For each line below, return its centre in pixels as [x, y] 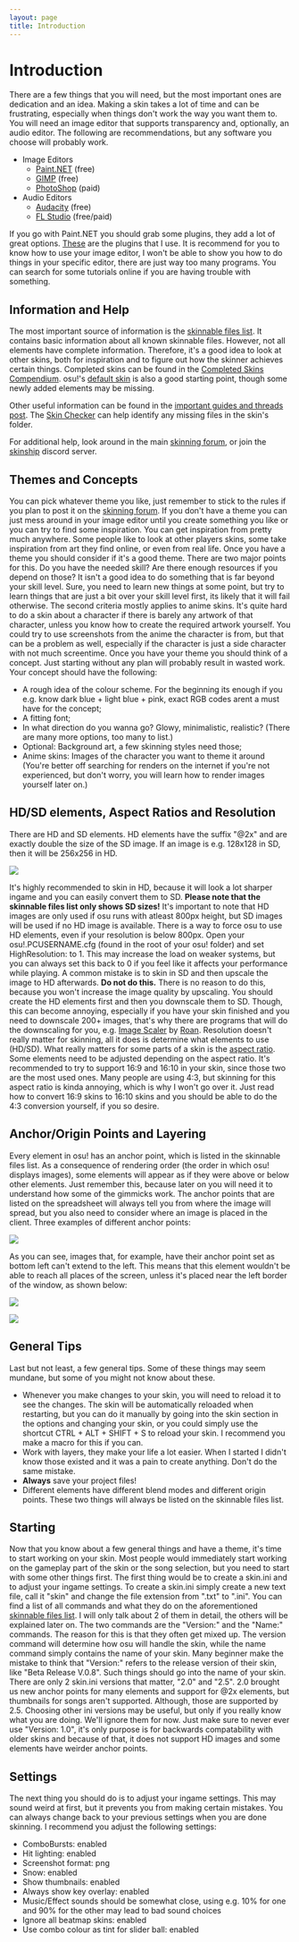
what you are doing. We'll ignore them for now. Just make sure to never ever [149, 1720]
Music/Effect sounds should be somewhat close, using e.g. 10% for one [154, 1901]
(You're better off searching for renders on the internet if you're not [146, 766]
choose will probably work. [59, 142]
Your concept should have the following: [83, 673]
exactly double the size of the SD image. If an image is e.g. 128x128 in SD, [145, 844]
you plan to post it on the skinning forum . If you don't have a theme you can [148, 511]
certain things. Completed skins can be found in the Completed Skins [137, 369]
